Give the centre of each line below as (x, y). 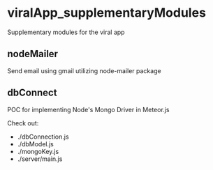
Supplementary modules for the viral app (66, 32)
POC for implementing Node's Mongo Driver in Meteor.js (88, 109)
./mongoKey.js (38, 151)
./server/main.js (40, 159)
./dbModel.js (35, 144)
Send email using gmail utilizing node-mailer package (85, 70)
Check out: (23, 123)
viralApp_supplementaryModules (106, 13)
